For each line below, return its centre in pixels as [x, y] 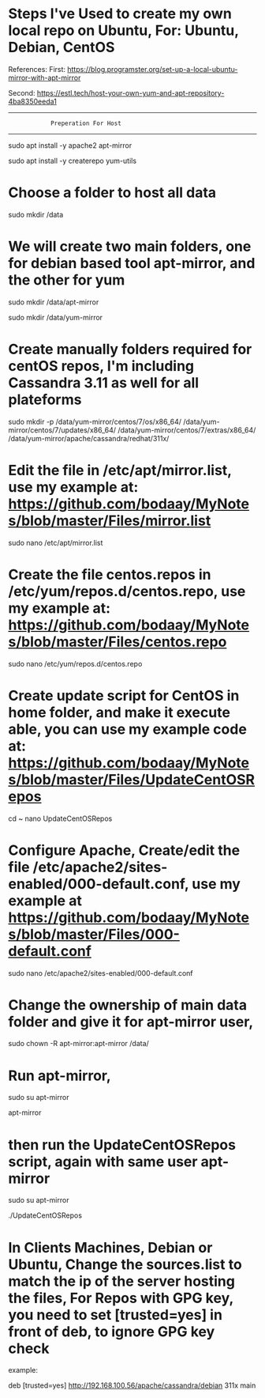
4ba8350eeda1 [32, 101]
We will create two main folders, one [130, 247]
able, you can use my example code [127, 729]
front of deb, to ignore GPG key [112, 1331]
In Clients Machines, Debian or [110, 1247]
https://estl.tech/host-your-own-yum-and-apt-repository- [131, 93]
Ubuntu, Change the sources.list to [125, 1264]
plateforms [45, 399]
